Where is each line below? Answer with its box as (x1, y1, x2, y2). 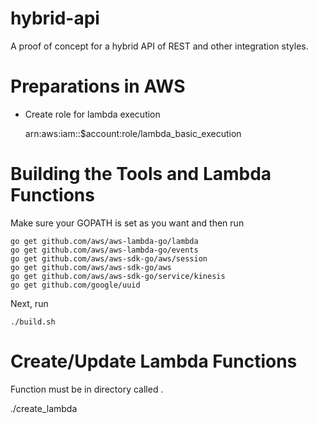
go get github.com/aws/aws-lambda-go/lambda (10, 236, 199, 246)
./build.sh (10, 317, 56, 327)
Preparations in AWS (10, 75, 186, 98)
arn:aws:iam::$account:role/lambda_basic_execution (24, 127, 242, 139)
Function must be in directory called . (10, 383, 164, 395)
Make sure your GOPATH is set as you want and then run (10, 217, 245, 229)
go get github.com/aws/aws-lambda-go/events (10, 245, 199, 255)
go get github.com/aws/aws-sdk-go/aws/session (10, 253, 208, 264)
